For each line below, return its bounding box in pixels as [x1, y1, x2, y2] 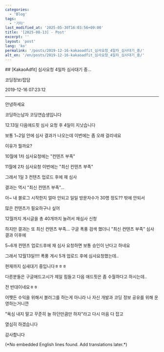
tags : [5, 16, 16, 21]
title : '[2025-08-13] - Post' [5, 30, 67, 35]
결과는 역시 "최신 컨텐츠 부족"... [5, 184, 65, 191]
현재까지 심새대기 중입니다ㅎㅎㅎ [5, 264, 67, 269]
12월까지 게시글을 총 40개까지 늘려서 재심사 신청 [5, 216, 97, 221]
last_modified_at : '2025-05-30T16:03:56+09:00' [5, 25, 104, 30]
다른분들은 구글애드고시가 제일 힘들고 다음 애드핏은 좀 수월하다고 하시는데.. [5, 274, 147, 280]
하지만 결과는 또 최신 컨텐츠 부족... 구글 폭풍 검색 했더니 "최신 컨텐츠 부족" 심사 [5, 226, 155, 232]
